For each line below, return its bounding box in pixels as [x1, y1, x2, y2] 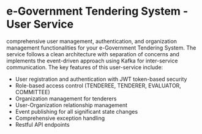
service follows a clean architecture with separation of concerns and [6, 50, 179, 58]
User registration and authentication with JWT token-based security [15, 75, 187, 83]
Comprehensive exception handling [15, 114, 105, 122]
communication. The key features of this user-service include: [6, 63, 163, 71]
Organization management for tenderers [15, 95, 117, 102]
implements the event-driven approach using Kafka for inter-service [6, 57, 178, 64]
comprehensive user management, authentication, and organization [6, 37, 178, 45]
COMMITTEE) [15, 88, 50, 95]
